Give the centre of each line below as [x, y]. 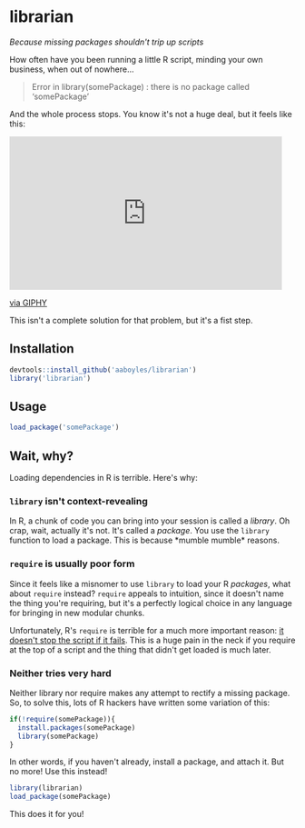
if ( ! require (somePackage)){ [63, 719]
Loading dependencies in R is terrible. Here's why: [103, 478]
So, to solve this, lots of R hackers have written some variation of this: [140, 703]
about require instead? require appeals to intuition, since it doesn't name [147, 594]
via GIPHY [29, 303]
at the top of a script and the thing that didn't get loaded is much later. [140, 649]
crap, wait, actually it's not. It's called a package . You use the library [139, 531]
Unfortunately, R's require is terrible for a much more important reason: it [147, 630]
